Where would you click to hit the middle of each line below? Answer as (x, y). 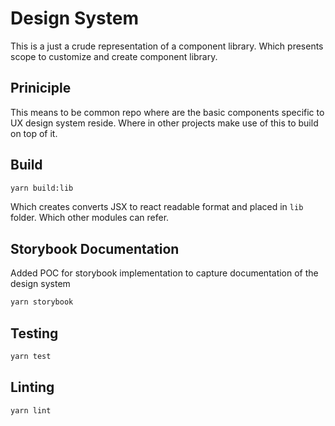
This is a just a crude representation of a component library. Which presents (167, 46)
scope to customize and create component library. (114, 56)
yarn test (31, 356)
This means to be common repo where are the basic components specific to (167, 112)
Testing (34, 333)
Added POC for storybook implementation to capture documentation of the (164, 273)
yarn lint (31, 410)
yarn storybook (42, 302)
